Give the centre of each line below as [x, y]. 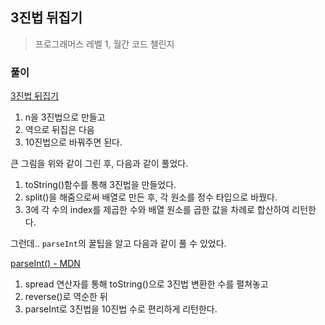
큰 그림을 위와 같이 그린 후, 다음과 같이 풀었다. [99, 164]
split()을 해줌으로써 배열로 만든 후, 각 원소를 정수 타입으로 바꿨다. [151, 197]
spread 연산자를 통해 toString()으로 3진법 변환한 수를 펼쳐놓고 [146, 284]
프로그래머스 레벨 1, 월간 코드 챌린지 [104, 44]
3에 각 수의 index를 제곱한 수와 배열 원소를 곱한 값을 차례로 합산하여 [157, 210]
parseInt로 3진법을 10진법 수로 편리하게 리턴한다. [121, 309]
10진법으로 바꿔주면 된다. [73, 142]
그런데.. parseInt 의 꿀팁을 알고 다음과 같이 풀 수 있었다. [118, 244]
